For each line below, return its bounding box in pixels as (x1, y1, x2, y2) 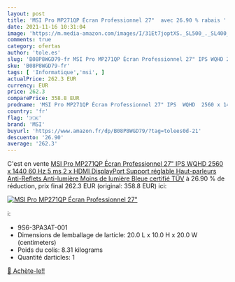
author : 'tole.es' (7, 50, 61, 57)
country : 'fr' (7, 108, 49, 115)
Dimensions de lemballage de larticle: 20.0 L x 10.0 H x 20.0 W (17, 231, 198, 239)
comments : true (7, 36, 52, 43)
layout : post (7, 10, 45, 17)
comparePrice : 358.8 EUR (7, 95, 80, 102)
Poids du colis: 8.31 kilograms (17, 246, 104, 254)
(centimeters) (17, 239, 57, 247)
